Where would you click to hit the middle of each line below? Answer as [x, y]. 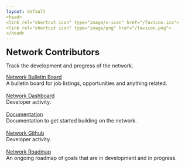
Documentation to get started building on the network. [72, 121]
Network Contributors [53, 52]
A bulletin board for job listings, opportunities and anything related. [87, 83]
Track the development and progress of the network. [70, 66]
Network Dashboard [30, 96]
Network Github [25, 133]
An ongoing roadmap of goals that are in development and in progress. [92, 158]
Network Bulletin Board [34, 77]
